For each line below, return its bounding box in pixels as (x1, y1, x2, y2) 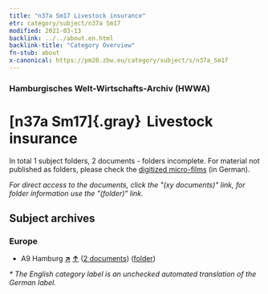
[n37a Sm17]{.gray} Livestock (9, 112, 213, 131)
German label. (9, 278, 57, 288)
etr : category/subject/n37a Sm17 (9, 19, 121, 27)
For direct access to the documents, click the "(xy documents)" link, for (9, 179, 246, 189)
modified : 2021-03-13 (9, 26, 82, 34)
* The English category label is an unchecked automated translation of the (9, 269, 257, 279)
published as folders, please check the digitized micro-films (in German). (9, 164, 250, 174)
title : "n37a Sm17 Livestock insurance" (9, 11, 147, 20)
